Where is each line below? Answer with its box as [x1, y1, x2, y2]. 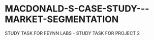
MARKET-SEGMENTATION [5, 13, 119, 25]
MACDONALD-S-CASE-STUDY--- [5, 3, 149, 14]
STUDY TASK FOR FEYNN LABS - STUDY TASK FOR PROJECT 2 [5, 30, 140, 36]
